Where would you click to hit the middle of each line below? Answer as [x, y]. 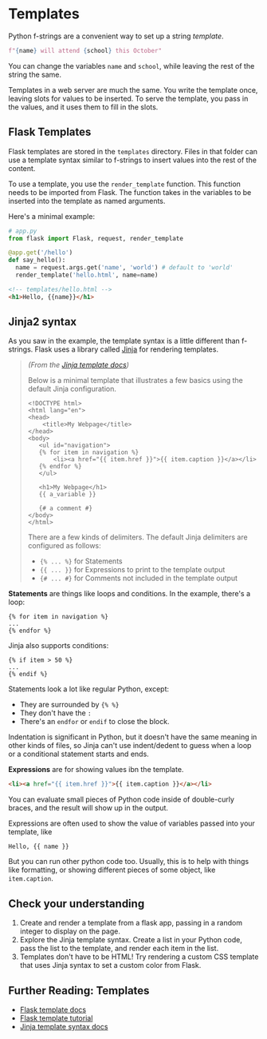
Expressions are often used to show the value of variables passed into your [132, 823]
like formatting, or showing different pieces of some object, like [112, 870]
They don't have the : [55, 713]
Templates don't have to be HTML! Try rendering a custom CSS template [139, 957]
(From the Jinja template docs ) [79, 365]
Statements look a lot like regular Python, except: [89, 689]
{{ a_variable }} [67, 495]
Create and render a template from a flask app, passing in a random [131, 923]
